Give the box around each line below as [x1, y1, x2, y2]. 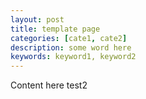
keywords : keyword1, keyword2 [10, 52, 137, 62]
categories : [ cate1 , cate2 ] [10, 33, 128, 43]
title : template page [10, 24, 101, 34]
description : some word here [10, 42, 132, 53]
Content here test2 [10, 79, 88, 91]
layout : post [10, 14, 65, 25]
